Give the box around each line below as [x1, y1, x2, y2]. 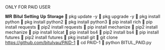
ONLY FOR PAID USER [5, 4, 51, 10]
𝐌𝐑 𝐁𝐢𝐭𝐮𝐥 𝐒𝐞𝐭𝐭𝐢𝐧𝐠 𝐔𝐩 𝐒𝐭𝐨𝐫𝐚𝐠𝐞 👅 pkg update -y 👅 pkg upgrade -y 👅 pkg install [5, 14, 161, 19]
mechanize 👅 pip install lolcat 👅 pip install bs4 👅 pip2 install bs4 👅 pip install [5, 29, 159, 35]
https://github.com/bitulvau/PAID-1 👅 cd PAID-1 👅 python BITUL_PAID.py [5, 40, 152, 45]
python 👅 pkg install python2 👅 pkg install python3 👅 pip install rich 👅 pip [5, 19, 153, 25]
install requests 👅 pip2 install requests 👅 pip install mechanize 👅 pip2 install [5, 24, 158, 30]
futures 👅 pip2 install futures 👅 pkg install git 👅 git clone [5, 34, 118, 40]
